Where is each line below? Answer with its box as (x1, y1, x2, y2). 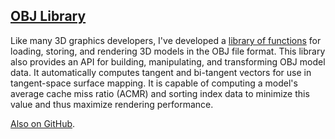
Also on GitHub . (10, 117, 76, 129)
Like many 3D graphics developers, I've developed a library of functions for (10, 34, 322, 46)
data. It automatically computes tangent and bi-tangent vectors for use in (10, 66, 312, 78)
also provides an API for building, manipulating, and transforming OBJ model (10, 55, 326, 68)
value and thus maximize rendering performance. (10, 98, 214, 110)
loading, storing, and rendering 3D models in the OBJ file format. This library (10, 45, 326, 57)
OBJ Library (10, 8, 87, 25)
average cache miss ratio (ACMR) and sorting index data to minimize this (10, 87, 310, 99)
